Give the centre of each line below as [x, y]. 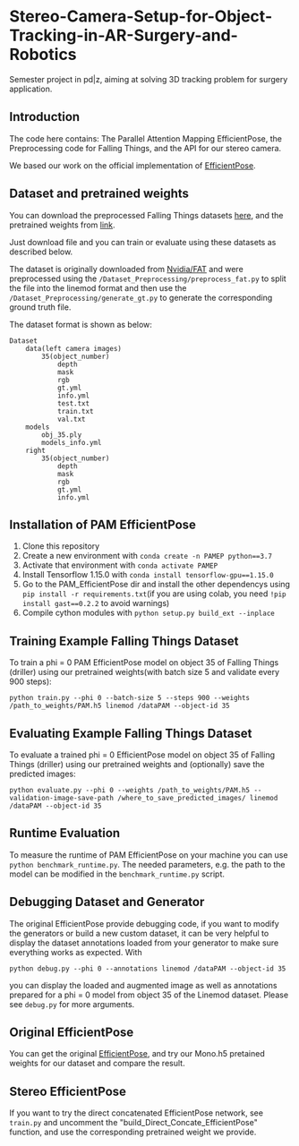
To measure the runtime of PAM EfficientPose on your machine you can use [149, 855]
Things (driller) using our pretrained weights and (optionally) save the [137, 764]
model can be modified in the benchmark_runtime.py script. [117, 874]
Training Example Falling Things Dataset [124, 641]
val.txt [72, 419]
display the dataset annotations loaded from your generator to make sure [144, 943]
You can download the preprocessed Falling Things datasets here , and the [146, 215]
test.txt [73, 403]
